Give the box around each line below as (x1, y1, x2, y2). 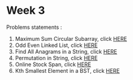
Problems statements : (6, 23, 62, 31)
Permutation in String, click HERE (15, 54, 98, 61)
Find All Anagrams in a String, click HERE (15, 48, 117, 55)
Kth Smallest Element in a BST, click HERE (15, 67, 120, 74)
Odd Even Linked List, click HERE (15, 42, 98, 49)
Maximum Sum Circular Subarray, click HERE (15, 35, 128, 42)
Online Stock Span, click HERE (15, 61, 91, 68)
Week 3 (6, 4, 45, 17)
